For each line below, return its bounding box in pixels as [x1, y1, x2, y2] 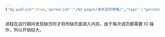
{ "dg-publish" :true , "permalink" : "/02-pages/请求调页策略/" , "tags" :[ [5, 7, 144, 12]
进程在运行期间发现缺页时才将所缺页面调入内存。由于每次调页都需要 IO [5, 21, 149, 26]
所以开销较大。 [13, 27, 44, 33]
